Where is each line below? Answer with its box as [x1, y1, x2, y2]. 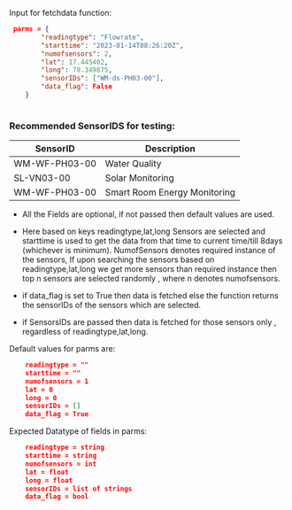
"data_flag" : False [41, 82, 113, 91]
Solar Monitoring [104, 172, 174, 184]
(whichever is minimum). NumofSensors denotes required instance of [21, 245, 276, 256]
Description [144, 143, 196, 155]
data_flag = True [25, 410, 89, 419]
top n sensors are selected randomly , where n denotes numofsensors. [21, 274, 280, 284]
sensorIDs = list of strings [25, 484, 133, 493]
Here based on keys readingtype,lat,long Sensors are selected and [21, 226, 265, 237]
